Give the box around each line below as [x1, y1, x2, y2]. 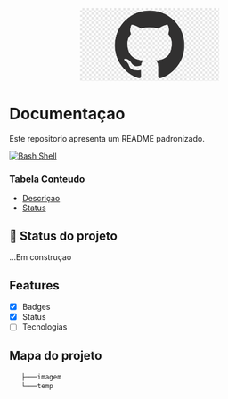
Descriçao [21, 193, 61, 204]
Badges [21, 302, 51, 313]
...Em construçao [9, 252, 72, 263]
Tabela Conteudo [9, 173, 85, 185]
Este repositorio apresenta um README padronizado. [9, 134, 205, 144]
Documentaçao [9, 104, 126, 124]
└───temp [20, 382, 53, 391]
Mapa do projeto [9, 347, 102, 363]
